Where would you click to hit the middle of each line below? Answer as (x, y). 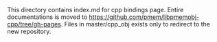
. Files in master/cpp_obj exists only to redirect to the (136, 24)
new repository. (29, 31)
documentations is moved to (47, 17)
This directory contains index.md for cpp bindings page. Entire (95, 10)
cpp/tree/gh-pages (34, 24)
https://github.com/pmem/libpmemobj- (144, 17)
